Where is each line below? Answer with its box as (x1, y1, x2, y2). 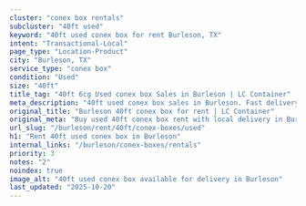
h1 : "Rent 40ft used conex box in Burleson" (9, 132, 181, 141)
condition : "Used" (9, 73, 79, 82)
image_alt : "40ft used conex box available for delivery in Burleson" (9, 174, 283, 183)
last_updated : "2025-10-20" (9, 183, 117, 192)
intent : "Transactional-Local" (9, 38, 128, 48)
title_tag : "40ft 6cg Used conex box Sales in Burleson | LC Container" (9, 89, 291, 98)
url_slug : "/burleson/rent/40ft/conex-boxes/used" (9, 124, 206, 133)
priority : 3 (9, 149, 55, 158)
